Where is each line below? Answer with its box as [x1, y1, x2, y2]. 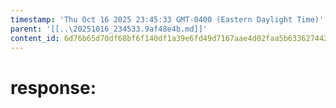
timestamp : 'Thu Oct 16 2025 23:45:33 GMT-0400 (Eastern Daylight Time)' [10, 14, 325, 25]
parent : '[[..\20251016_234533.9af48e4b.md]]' [10, 24, 208, 34]
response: [10, 76, 97, 99]
